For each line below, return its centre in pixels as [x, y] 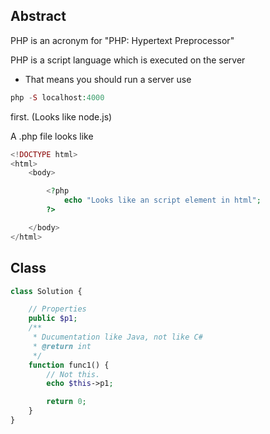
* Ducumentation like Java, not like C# [117, 337]
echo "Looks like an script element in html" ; [162, 200]
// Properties [57, 309]
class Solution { [46, 291]
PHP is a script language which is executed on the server [128, 60]
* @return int [62, 346]
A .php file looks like [52, 136]
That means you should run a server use [108, 79]
